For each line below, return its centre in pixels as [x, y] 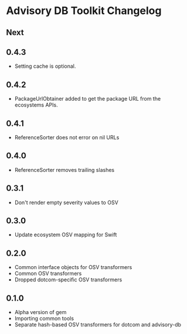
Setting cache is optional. [45, 66]
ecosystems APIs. [36, 105]
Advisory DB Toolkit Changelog [84, 11]
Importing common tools [44, 318]
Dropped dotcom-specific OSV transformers [68, 280]
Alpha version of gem [40, 312]
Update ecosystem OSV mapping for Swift [66, 235]
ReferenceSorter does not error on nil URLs [67, 137]
